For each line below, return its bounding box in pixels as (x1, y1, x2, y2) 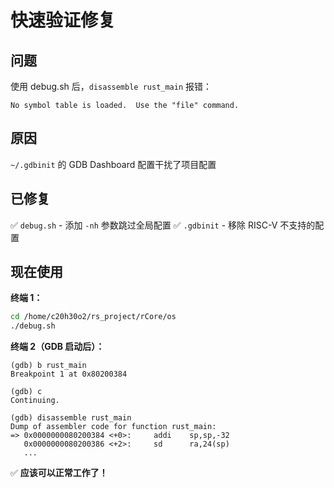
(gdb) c (10, 387, 43, 397)
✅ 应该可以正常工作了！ (10, 467, 108, 479)
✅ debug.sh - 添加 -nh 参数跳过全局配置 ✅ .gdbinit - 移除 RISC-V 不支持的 (10, 219, 316, 231)
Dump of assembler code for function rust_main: (10, 422, 217, 432)
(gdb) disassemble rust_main (10, 413, 132, 423)
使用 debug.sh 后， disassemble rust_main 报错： (10, 81, 213, 92)
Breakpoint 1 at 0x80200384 (10, 369, 128, 380)
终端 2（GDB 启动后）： (10, 341, 105, 353)
